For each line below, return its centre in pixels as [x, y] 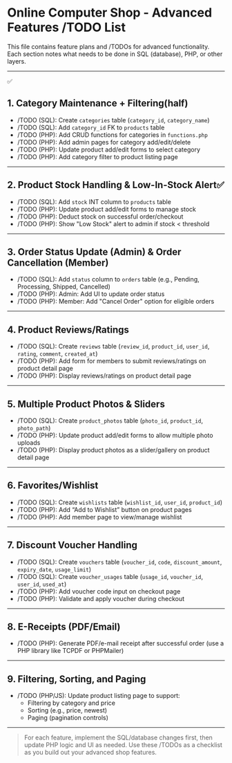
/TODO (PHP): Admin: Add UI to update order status [91, 294]
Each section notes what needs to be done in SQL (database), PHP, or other [115, 54]
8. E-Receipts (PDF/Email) [64, 627]
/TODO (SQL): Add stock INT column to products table [94, 201]
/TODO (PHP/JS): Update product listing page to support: [99, 696]
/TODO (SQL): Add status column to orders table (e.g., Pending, [108, 279]
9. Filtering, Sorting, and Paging [77, 679]
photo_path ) [34, 428]
